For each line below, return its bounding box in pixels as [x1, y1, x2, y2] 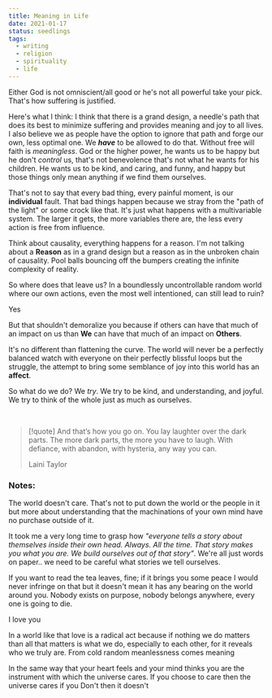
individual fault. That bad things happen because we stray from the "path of [8, 196, 264, 206]
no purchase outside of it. [8, 516, 95, 526]
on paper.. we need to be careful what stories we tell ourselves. [8, 557, 221, 567]
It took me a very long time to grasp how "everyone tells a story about [8, 531, 243, 541]
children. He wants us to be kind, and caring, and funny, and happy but [8, 164, 246, 173]
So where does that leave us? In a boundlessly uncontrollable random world [8, 280, 262, 290]
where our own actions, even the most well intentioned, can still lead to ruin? [8, 288, 265, 298]
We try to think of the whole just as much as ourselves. [8, 395, 192, 404]
